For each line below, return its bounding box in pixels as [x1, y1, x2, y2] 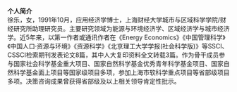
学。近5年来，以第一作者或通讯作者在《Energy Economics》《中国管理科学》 [7, 33, 226, 41]
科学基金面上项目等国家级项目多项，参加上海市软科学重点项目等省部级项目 [13, 68, 230, 77]
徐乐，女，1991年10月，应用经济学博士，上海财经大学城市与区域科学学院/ [7, 15, 221, 24]
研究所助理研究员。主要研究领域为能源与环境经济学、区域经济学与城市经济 [13, 25, 230, 32]
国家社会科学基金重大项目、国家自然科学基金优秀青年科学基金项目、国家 [13, 60, 224, 67]
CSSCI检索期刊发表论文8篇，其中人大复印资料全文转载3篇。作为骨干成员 [7, 51, 219, 59]
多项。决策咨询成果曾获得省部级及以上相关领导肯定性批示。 [7, 77, 181, 85]
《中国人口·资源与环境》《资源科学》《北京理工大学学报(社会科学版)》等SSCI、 [7, 42, 229, 50]
